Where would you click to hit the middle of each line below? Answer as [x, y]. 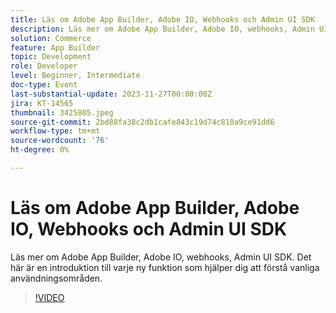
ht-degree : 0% [40, 150]
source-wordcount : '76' [60, 141]
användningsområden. [56, 278]
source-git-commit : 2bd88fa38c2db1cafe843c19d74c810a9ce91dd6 [142, 122]
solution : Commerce [51, 38]
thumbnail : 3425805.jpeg [62, 112]
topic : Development [51, 57]
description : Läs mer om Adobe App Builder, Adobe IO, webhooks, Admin [162, 29]
